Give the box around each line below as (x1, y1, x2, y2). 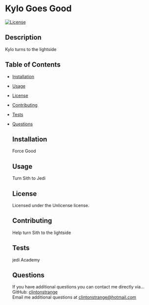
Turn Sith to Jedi (12, 175, 45, 181)
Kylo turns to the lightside (5, 46, 57, 52)
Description (5, 33, 42, 42)
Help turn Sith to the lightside (12, 230, 71, 235)
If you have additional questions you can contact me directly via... (12, 284, 145, 290)
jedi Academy (12, 257, 40, 262)
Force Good (12, 148, 36, 154)
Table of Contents (5, 61, 61, 69)
